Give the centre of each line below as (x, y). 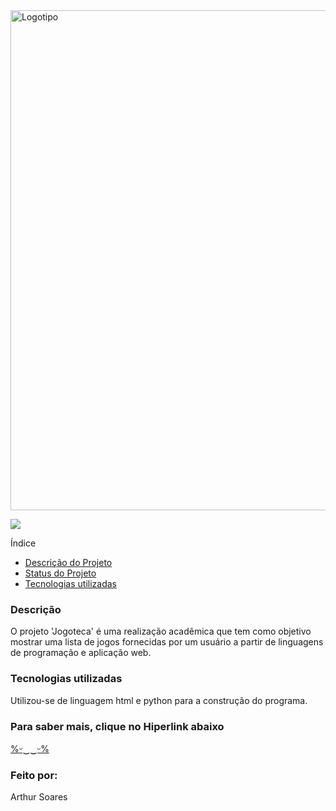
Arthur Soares (39, 797)
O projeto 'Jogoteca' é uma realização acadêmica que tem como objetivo (161, 631)
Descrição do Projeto (68, 562)
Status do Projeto (60, 573)
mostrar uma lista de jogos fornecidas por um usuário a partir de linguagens (167, 642)
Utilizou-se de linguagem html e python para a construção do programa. (159, 700)
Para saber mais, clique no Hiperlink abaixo (117, 726)
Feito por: (34, 775)
